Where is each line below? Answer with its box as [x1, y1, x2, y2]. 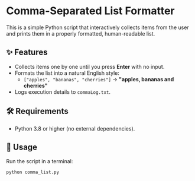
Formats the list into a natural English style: [14, 69, 120, 77]
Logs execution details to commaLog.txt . [14, 88, 111, 96]
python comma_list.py [6, 169, 60, 176]
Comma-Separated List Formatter [6, 4, 175, 18]
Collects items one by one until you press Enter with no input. [14, 63, 165, 70]
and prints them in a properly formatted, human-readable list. [6, 30, 155, 37]
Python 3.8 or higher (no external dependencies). [14, 125, 135, 132]
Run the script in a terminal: [6, 158, 73, 165]
